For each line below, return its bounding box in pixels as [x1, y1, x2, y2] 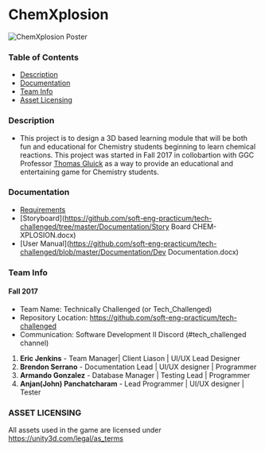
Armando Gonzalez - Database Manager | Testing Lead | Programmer [19, 370, 251, 379]
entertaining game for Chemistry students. [19, 167, 159, 177]
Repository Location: [19, 313, 88, 322]
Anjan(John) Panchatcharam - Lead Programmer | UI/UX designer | [19, 379, 244, 388]
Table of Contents [8, 52, 80, 63]
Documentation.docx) [167, 247, 239, 256]
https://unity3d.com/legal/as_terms [8, 434, 123, 443]
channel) [19, 338, 49, 348]
